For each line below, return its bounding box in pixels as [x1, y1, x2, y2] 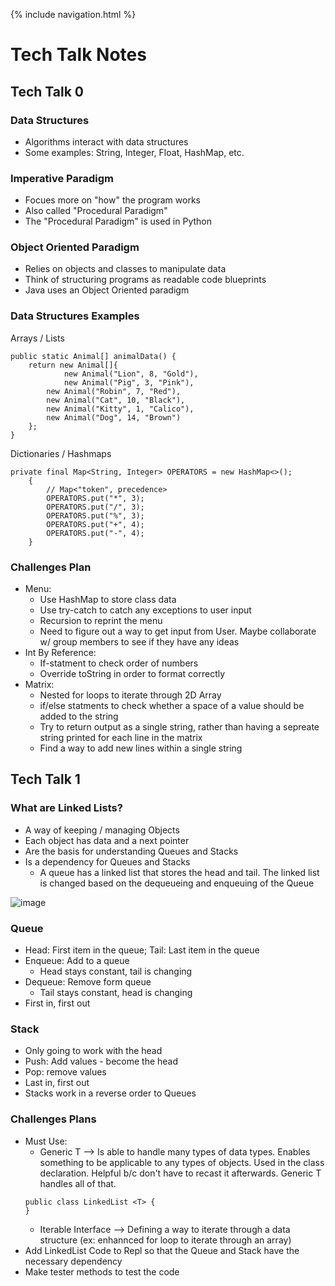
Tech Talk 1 [10, 771, 81, 788]
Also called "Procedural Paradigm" [24, 205, 168, 217]
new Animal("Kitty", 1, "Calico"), [46, 404, 195, 414]
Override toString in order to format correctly [39, 668, 226, 680]
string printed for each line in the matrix [39, 732, 203, 744]
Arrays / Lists [10, 332, 65, 344]
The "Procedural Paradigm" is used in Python [24, 215, 212, 228]
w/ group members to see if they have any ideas [39, 636, 240, 648]
